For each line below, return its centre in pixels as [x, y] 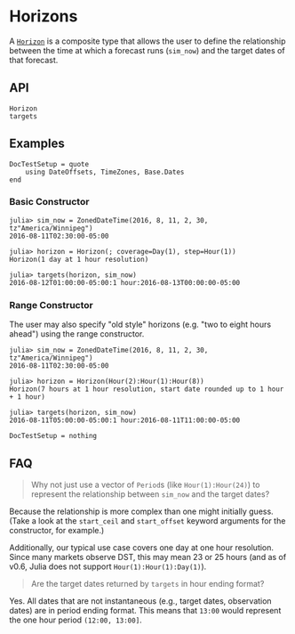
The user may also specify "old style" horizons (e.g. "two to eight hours [140, 325]
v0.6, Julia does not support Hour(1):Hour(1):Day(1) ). [108, 566]
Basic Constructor [49, 202]
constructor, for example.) [57, 530]
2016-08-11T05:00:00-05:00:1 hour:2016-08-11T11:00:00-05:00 [125, 420]
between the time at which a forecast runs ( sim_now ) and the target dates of [147, 50]
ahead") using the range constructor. [77, 334]
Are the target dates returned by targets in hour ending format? [147, 583]
